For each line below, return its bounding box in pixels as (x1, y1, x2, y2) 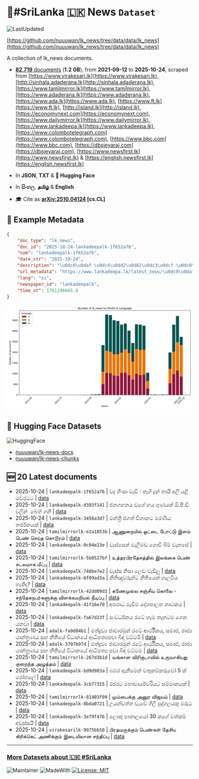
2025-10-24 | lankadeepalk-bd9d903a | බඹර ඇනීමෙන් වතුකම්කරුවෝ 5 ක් (15, 667, 187, 674)
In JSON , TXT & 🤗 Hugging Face (15, 172, 95, 179)
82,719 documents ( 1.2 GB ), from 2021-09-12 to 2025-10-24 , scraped (15, 66, 188, 73)
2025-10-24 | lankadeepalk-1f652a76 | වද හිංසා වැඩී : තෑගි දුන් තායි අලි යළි (15, 488, 189, 495)
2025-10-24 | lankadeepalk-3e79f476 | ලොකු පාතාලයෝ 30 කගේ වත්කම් (15, 713, 187, 720)
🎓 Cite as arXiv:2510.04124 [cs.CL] (15, 195, 106, 202)
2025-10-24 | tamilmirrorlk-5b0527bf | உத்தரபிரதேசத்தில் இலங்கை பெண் (15, 553, 191, 561)
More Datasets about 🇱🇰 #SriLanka (6, 753, 112, 761)
